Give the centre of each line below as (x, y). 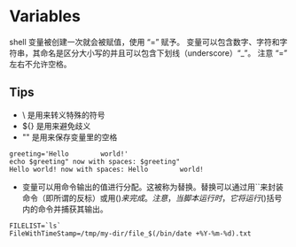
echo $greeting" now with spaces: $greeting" (94, 161)
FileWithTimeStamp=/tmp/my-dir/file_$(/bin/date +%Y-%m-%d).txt (130, 233)
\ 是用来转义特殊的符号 (63, 115)
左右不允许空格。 (40, 64)
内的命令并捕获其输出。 (65, 209)
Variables (45, 16)
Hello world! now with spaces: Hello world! (106, 169)
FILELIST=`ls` (35, 226)
